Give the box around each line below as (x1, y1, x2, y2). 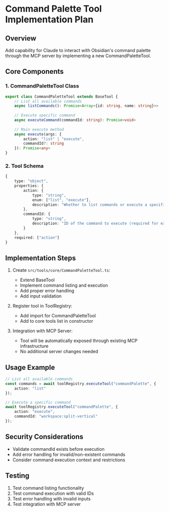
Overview (5, 34, 37, 42)
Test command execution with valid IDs (12, 490, 94, 496)
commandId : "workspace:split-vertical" (14, 414, 98, 419)
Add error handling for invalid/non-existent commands (12, 451, 126, 457)
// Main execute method (14, 127, 64, 132)
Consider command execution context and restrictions (12, 456, 126, 463)
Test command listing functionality (12, 485, 84, 491)
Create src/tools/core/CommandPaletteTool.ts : (12, 267, 111, 273)
